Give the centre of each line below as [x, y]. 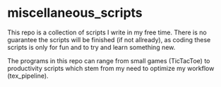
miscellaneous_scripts [75, 13]
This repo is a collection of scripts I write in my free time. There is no [107, 32]
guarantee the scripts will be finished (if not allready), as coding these [109, 39]
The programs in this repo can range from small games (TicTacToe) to [109, 60]
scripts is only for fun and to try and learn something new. [91, 47]
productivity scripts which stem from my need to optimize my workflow [111, 68]
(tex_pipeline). [28, 76]
